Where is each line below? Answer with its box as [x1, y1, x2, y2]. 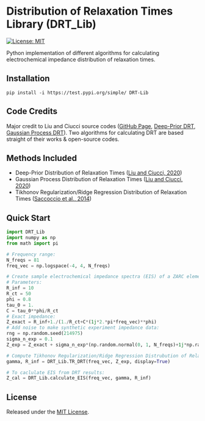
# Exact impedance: [6, 313, 56, 320]
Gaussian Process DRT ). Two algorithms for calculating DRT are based [6, 129, 184, 136]
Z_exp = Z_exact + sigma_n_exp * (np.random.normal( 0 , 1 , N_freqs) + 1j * [6, 342, 187, 348]
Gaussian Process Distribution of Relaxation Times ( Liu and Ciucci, [15, 176, 183, 183]
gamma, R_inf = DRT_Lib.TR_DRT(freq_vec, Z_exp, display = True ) [6, 358, 171, 364]
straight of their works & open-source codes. [6, 135, 120, 143]
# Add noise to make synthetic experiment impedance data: [6, 325, 160, 331]
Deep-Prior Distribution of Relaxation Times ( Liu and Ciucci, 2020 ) [15, 169, 182, 176]
